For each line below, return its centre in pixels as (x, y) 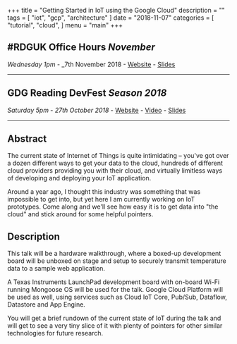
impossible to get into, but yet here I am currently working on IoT (101, 199)
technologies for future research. (55, 333)
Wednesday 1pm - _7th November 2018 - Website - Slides (91, 64)
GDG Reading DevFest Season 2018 (87, 93)
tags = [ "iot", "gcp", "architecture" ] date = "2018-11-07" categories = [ (111, 18)
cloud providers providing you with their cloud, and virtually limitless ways (115, 171)
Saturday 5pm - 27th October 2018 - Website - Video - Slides (97, 110)
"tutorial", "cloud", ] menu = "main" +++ (65, 25)
